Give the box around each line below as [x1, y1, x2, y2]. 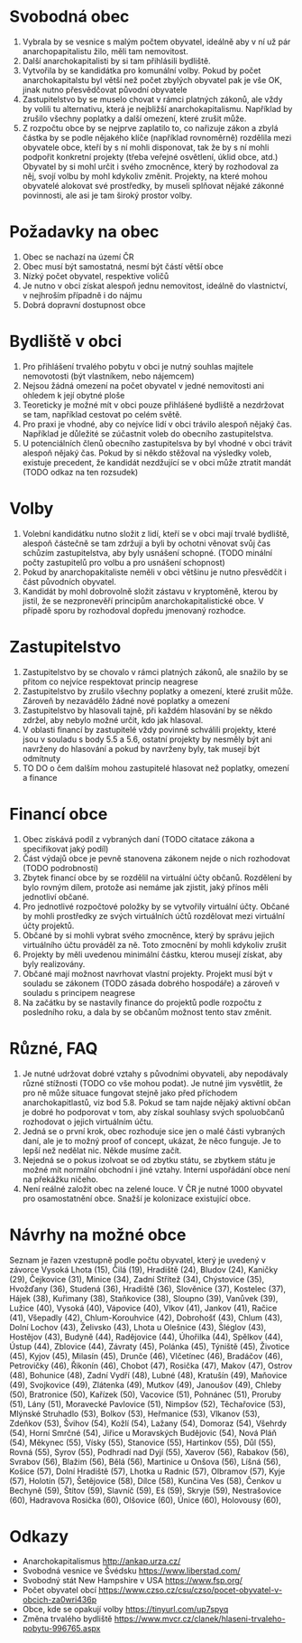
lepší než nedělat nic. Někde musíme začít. [22, 1145, 182, 1156]
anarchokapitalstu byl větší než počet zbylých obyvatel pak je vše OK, [22, 74, 282, 85]
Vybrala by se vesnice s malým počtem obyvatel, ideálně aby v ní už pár [22, 36, 291, 47]
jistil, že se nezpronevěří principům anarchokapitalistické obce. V [22, 595, 264, 606]
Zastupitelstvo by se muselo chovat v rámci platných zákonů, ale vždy [22, 93, 283, 105]
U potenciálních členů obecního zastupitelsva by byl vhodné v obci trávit [22, 437, 293, 448]
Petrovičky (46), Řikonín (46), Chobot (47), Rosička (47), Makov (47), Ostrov [9, 1360, 293, 1371]
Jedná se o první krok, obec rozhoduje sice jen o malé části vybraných [22, 1125, 286, 1136]
